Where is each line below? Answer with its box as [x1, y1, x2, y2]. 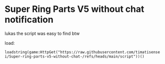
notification [4, 14, 54, 25]
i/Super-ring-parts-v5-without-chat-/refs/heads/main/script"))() [4, 54, 145, 59]
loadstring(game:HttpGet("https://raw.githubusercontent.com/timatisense [4, 50, 161, 55]
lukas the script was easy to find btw [4, 30, 80, 36]
